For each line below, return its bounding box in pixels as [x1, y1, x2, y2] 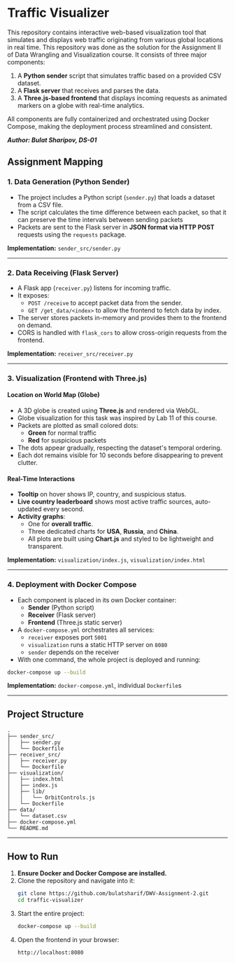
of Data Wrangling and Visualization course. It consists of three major [7, 50, 208, 59]
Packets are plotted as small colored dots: [17, 422, 138, 430]
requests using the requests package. [17, 230, 127, 239]
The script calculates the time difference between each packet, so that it [17, 208, 227, 216]
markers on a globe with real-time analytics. [17, 101, 145, 109]
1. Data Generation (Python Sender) [7, 177, 130, 187]
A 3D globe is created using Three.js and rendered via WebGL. [17, 406, 199, 415]
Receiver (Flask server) [27, 611, 97, 619]
